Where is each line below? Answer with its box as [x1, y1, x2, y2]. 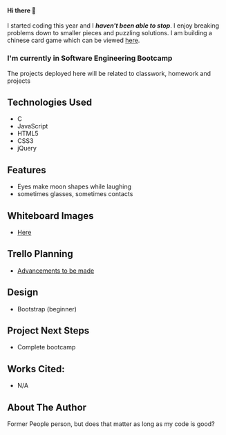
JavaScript [17, 122, 48, 130]
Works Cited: [7, 363, 65, 375]
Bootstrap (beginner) [17, 304, 77, 313]
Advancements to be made [17, 267, 95, 275]
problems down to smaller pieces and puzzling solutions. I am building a [7, 29, 213, 37]
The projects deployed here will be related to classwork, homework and [7, 69, 211, 77]
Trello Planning [7, 248, 74, 260]
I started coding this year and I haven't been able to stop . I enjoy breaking [7, 21, 220, 30]
